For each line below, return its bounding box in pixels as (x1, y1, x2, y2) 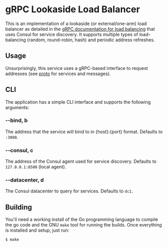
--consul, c (5, 146, 34, 154)
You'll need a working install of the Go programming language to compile (5, 216, 158, 223)
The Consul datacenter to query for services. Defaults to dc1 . (5, 188, 133, 194)
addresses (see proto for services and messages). (5, 70, 111, 77)
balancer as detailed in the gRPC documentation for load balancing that (5, 26, 155, 32)
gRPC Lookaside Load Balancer (5, 4, 140, 15)
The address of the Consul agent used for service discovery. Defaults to (5, 158, 157, 164)
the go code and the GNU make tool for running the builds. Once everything (5, 222, 162, 228)
